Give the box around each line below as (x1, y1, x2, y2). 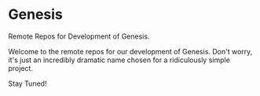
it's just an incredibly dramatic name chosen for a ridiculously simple (8, 55, 230, 65)
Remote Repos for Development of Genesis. (8, 31, 150, 41)
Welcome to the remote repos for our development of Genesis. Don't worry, (8, 46, 253, 56)
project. (8, 63, 34, 72)
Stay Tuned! (8, 79, 47, 88)
